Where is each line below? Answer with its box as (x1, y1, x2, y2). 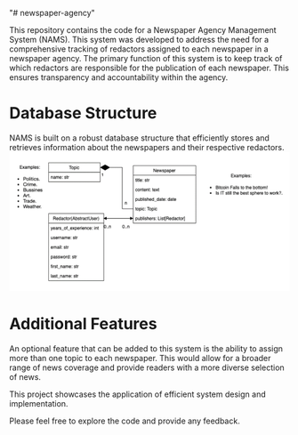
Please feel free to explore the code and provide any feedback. (9, 415, 240, 426)
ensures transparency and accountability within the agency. (9, 72, 229, 83)
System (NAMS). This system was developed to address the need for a (9, 35, 270, 44)
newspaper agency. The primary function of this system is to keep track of (9, 53, 283, 63)
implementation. (9, 398, 68, 408)
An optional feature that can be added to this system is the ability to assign (9, 342, 283, 354)
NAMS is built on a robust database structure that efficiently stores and (9, 133, 270, 143)
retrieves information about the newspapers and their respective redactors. (9, 141, 285, 152)
